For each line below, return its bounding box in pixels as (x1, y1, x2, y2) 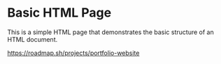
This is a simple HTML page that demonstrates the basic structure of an (7, 28, 215, 36)
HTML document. (7, 35, 58, 43)
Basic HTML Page (7, 5, 112, 21)
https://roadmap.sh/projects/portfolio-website (7, 49, 140, 57)
